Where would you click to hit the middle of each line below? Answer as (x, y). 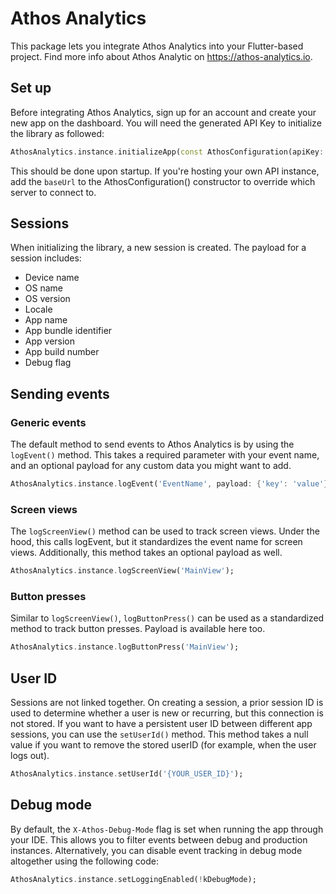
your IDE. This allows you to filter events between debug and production (159, 839)
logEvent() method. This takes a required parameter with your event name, (165, 455)
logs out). (30, 756)
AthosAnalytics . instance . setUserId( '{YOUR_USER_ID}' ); (127, 774)
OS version (47, 299)
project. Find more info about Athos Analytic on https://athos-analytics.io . (161, 56)
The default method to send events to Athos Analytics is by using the (152, 444)
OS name (43, 288)
